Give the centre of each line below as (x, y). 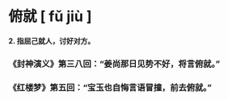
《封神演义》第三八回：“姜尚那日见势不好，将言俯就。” (114, 64)
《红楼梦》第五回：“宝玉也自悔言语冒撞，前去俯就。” (110, 87)
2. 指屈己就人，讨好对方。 (52, 40)
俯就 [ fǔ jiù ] (50, 17)
